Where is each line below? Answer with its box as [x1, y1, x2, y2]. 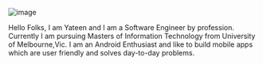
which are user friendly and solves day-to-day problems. [8, 48, 195, 57]
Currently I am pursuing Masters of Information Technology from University [8, 32, 256, 40]
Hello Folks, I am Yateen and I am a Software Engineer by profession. [8, 23, 235, 32]
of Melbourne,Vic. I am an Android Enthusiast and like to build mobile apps [8, 40, 253, 49]
